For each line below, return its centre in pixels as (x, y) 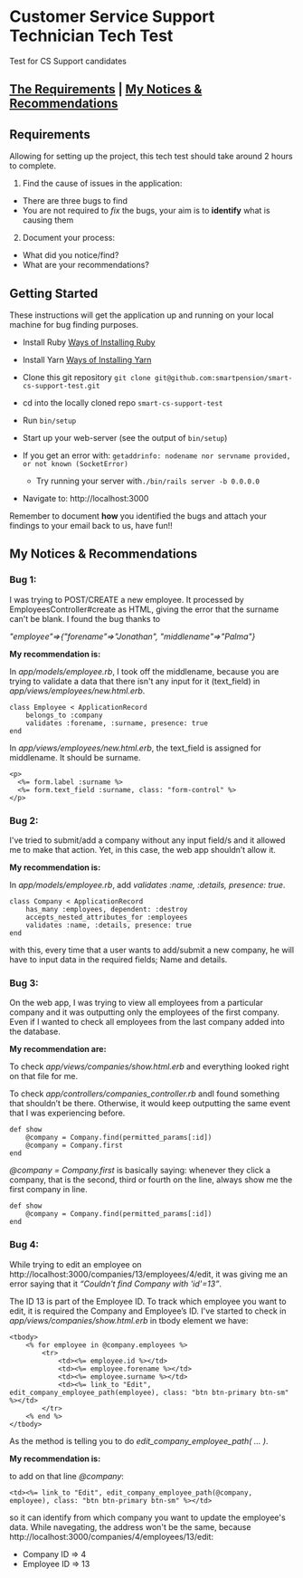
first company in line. (48, 1190)
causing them (48, 220)
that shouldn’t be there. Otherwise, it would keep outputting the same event (150, 1104)
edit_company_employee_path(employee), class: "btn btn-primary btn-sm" (149, 1392)
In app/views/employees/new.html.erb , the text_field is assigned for (135, 748)
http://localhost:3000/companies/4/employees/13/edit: (112, 1536)
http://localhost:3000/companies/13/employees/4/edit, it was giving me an (148, 1274)
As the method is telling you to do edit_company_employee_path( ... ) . (139, 1440)
